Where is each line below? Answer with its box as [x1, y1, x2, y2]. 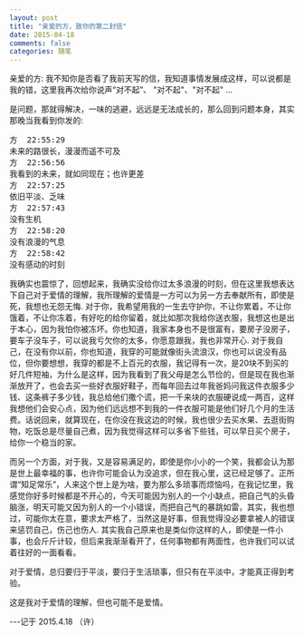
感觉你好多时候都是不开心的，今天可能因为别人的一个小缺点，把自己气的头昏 [9, 491, 295, 502]
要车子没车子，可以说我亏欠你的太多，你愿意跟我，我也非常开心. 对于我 [9, 335, 276, 346]
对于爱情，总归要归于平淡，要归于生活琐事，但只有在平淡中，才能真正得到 [9, 566, 287, 577]
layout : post [9, 13, 59, 23]
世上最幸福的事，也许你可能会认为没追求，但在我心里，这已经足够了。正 [16, 468, 287, 479]
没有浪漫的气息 [9, 237, 65, 248]
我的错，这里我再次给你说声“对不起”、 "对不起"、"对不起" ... [9, 84, 233, 95]
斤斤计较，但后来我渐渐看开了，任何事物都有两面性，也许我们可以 [40, 536, 287, 547]
